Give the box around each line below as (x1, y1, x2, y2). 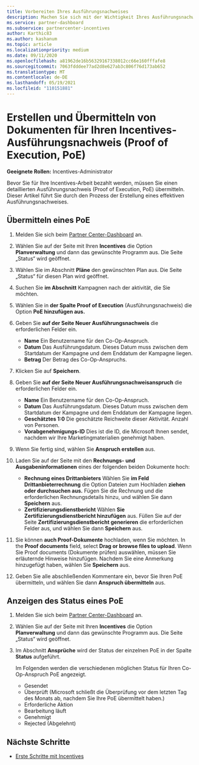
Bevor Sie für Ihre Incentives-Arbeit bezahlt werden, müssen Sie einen (6, 179, 178, 186)
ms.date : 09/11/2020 (6, 52, 58, 58)
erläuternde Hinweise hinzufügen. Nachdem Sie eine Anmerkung (15, 555, 174, 562)
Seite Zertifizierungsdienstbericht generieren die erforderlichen (24, 518, 184, 526)
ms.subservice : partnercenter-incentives (6, 25, 110, 31)
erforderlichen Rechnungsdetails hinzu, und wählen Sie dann (24, 493, 173, 500)
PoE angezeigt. (50, 671, 87, 678)
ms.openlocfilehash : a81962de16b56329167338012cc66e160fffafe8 (6, 58, 166, 64)
